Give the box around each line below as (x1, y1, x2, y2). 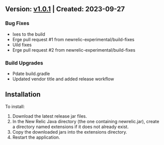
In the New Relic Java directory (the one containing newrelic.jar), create (12, 118, 160, 124)
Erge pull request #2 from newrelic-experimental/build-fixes (12, 47, 136, 53)
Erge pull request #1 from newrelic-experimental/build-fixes (12, 36, 135, 42)
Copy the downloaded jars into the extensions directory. (12, 129, 128, 135)
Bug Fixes (5, 20, 30, 27)
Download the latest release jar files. (12, 113, 87, 119)
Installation (5, 90, 41, 99)
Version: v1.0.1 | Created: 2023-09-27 (5, 5, 125, 13)
